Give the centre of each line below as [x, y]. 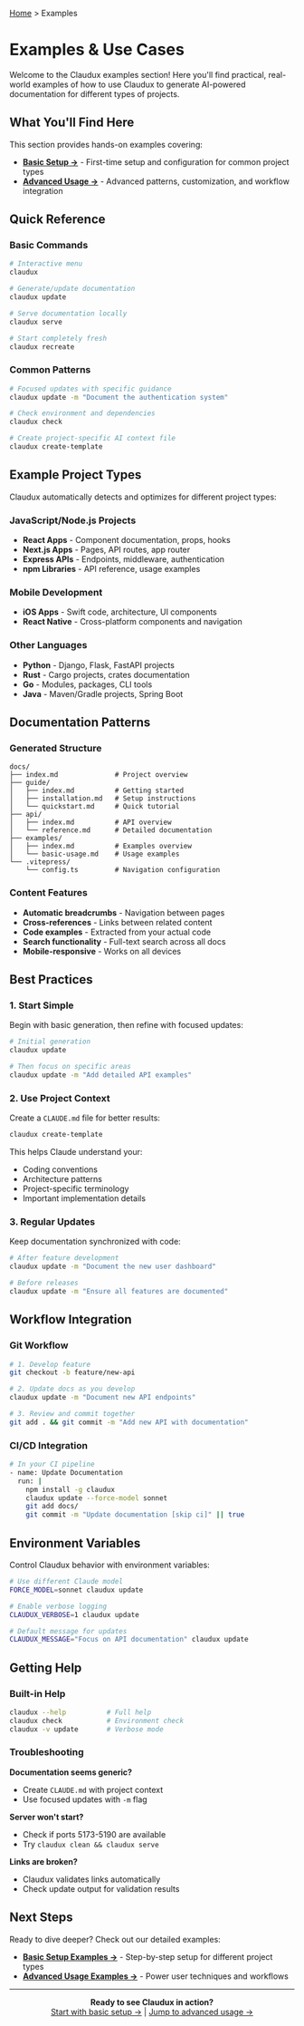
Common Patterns [50, 370]
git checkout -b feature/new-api [72, 1372]
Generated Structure [56, 748]
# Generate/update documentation [72, 289]
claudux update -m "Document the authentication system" [119, 397]
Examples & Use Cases [97, 50]
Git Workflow [39, 1345]
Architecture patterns [62, 1179]
